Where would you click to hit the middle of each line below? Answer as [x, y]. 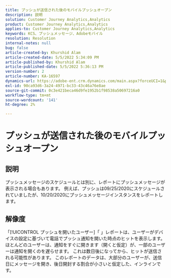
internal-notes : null [28, 43]
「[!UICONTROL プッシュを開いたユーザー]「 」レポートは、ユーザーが [80, 232]
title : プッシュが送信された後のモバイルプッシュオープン [59, 10]
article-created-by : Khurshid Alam [43, 52]
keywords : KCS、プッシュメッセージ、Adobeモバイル [54, 34]
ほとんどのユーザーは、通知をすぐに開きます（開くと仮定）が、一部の [79, 244]
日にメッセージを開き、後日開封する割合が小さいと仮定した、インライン [81, 264]
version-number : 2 [25, 72]
